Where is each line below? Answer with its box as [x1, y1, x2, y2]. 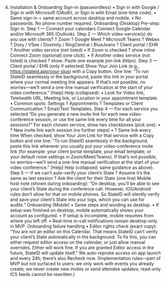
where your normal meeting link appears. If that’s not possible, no [10, 79, 145, 85]
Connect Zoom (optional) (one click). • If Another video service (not [10, 52, 150, 58]
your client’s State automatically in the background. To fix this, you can [10, 234, 156, 240]
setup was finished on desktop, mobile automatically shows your [10, 207, 144, 213]
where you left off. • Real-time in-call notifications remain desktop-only [10, 218, 157, 224]
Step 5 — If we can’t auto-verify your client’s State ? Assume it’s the [10, 170, 150, 175]
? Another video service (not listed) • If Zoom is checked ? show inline [10, 47, 155, 53]
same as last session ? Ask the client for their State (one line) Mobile [10, 175, 151, 181]
